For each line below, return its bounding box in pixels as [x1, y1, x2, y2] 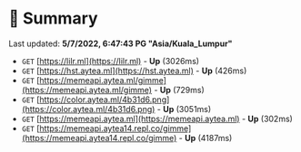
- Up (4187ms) [178, 132, 233, 143]
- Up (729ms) [153, 84, 206, 95]
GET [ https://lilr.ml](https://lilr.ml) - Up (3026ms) [21, 55, 200, 66]
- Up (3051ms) [156, 103, 212, 114]
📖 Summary [8, 8, 98, 29]
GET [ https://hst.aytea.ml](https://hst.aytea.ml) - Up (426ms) [21, 65, 247, 76]
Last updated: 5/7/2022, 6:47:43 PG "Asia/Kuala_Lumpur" [8, 38, 233, 49]
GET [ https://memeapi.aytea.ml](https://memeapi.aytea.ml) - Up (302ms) [21, 113, 293, 124]
